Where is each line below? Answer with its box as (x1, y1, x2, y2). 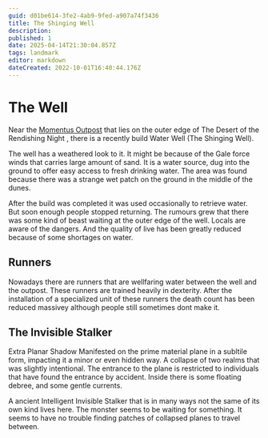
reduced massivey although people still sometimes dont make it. (8, 302, 220, 312)
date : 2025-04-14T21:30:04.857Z (8, 42, 116, 50)
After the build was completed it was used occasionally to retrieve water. (8, 198, 248, 208)
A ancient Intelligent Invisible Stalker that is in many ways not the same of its (8, 396, 260, 406)
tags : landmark (8, 49, 59, 57)
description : (8, 26, 52, 34)
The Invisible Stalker (8, 325, 113, 339)
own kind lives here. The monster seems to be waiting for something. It (8, 405, 242, 415)
